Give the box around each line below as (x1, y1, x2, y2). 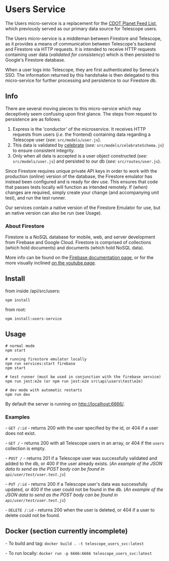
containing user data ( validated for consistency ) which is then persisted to (5, 52, 160, 58)
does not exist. (5, 430, 36, 436)
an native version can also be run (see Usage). (5, 210, 102, 216)
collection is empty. (5, 445, 46, 451)
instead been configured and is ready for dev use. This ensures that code (5, 178, 158, 185)
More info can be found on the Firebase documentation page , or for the (5, 254, 154, 261)
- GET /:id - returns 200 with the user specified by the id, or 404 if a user (5, 425, 158, 431)
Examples (5, 413, 30, 420)
